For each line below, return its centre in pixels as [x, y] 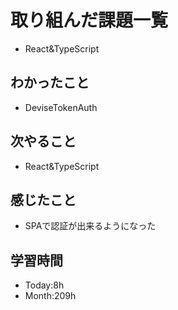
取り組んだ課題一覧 [89, 20]
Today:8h [44, 285]
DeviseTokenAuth [61, 107]
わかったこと [50, 82]
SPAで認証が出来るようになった [90, 226]
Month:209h [50, 296]
